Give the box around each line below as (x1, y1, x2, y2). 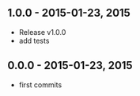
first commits (18, 79, 62, 90)
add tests (18, 36, 50, 45)
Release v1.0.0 (18, 27, 66, 36)
